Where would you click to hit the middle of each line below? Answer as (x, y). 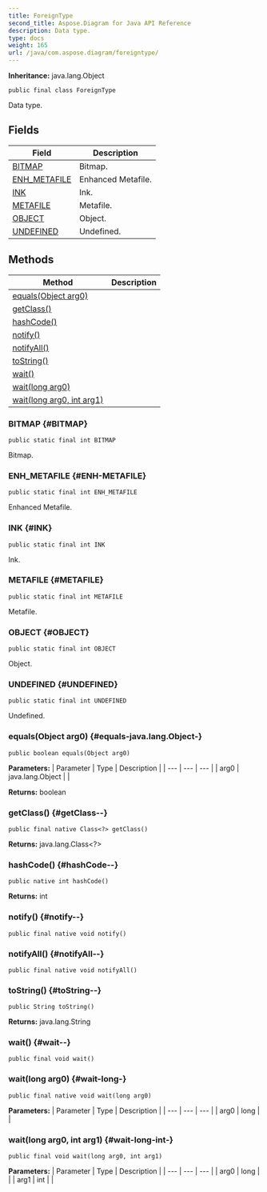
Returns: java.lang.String (50, 1022)
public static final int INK (57, 545)
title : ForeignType (41, 16)
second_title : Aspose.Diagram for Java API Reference (100, 23)
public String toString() (51, 1007)
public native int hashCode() (59, 882)
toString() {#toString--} (55, 990)
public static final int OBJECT (62, 649)
